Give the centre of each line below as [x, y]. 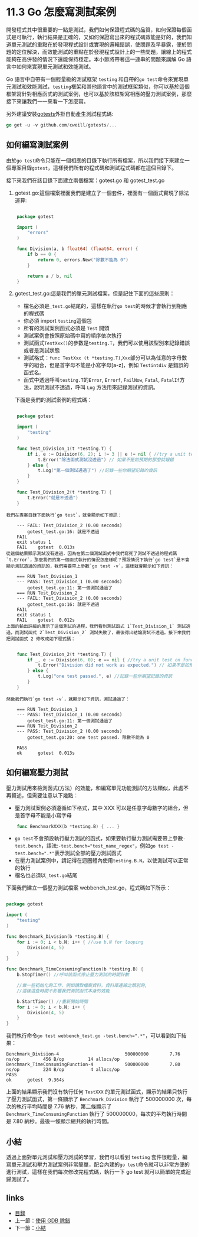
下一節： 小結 [30, 1228]
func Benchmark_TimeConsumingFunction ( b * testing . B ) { [75, 969]
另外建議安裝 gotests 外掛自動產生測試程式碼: [60, 113]
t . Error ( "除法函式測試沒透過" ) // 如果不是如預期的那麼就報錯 [105, 460]
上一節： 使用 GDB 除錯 [42, 1220]
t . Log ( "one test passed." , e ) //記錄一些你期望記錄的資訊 [105, 676]
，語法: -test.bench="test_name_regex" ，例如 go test [105, 846]
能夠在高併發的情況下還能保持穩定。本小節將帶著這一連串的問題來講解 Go [95, 59]
